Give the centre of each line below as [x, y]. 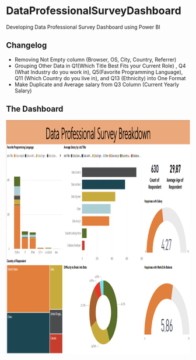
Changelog [27, 45]
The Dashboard [35, 109]
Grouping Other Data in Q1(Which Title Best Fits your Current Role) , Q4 [100, 66]
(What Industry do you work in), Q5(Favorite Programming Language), [99, 72]
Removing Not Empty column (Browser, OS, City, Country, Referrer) [95, 59]
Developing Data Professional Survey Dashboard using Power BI [83, 27]
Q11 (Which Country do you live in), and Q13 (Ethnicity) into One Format [100, 78]
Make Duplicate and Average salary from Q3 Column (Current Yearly [97, 84]
